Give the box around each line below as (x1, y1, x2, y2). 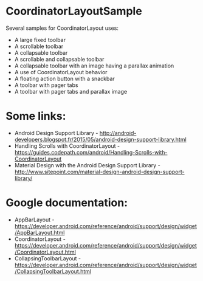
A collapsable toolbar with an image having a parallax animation (14, 62, 174, 69)
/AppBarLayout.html (14, 229, 65, 236)
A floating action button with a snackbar (14, 75, 115, 82)
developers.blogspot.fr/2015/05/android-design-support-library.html (14, 136, 187, 143)
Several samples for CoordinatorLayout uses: (5, 24, 119, 32)
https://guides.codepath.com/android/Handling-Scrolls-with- (14, 148, 168, 156)
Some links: (5, 109, 66, 123)
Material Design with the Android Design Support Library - (14, 161, 160, 168)
